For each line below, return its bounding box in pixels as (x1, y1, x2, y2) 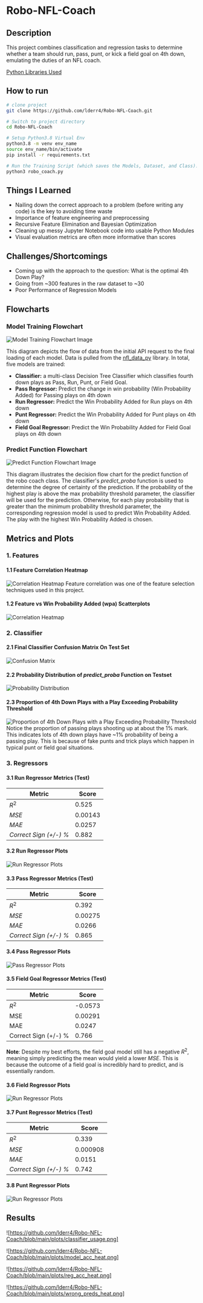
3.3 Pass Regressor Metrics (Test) (6, 874, 94, 882)
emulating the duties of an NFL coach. (6, 57, 101, 64)
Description (6, 28, 51, 38)
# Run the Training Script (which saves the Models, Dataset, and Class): (6, 163, 199, 169)
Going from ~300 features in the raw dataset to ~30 (14, 280, 144, 288)
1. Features (6, 552, 39, 560)
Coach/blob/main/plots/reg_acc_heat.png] (6, 1272, 112, 1279)
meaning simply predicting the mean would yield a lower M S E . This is (6, 1055, 179, 1061)
